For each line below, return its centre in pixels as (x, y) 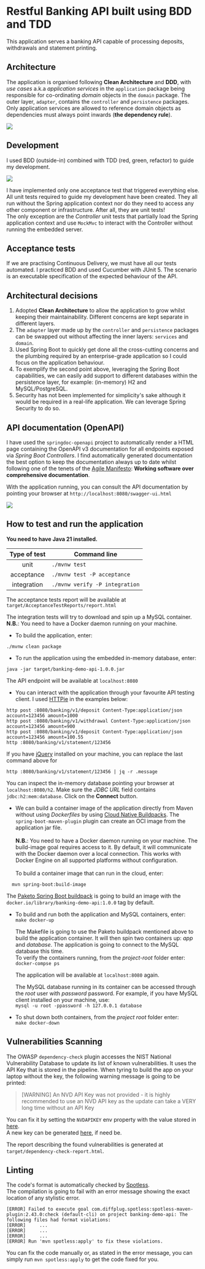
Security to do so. (38, 408)
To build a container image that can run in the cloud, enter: (89, 873)
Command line (96, 554)
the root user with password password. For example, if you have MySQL (106, 993)
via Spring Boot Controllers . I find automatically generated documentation (99, 455)
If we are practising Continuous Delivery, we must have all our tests (91, 263)
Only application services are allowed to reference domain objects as (94, 108)
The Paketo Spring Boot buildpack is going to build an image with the (94, 896)
